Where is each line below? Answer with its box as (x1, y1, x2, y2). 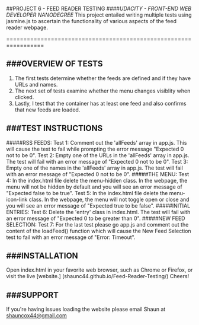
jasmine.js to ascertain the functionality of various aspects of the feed (6, 18, 176, 24)
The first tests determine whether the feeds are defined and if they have (14, 74, 191, 82)
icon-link (6, 196, 28, 203)
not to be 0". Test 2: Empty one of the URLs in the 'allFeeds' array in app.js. (6, 151, 190, 159)
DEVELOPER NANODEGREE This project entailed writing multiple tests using (6, 11, 192, 18)
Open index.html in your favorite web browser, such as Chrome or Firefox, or (6, 266, 193, 273)
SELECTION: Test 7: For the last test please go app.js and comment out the (6, 221, 189, 228)
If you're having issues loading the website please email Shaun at (6, 305, 166, 313)
